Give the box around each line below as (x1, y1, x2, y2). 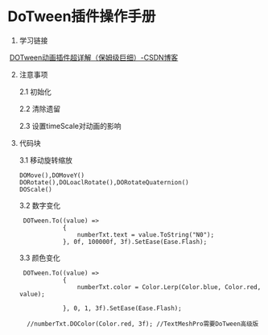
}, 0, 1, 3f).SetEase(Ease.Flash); (62, 304, 182, 312)
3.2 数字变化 (19, 201, 61, 210)
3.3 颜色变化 (19, 253, 61, 263)
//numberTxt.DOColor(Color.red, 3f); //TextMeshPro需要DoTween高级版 (27, 320, 259, 328)
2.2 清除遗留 (19, 104, 61, 114)
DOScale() (19, 185, 53, 193)
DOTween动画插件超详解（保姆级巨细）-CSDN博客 (9, 52, 179, 62)
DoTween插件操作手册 (7, 7, 156, 26)
